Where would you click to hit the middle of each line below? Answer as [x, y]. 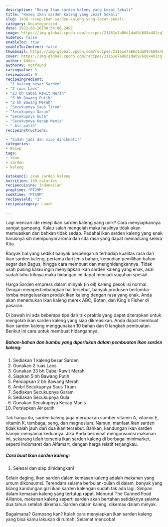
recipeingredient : [25, 79]
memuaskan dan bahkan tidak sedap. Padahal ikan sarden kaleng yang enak [84, 233]
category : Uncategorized [31, 24]
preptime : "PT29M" [25, 190]
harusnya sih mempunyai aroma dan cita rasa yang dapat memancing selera [84, 238]
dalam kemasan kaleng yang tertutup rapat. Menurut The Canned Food [79, 494]
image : [12, 33]
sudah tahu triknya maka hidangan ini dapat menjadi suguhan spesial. [77, 274]
